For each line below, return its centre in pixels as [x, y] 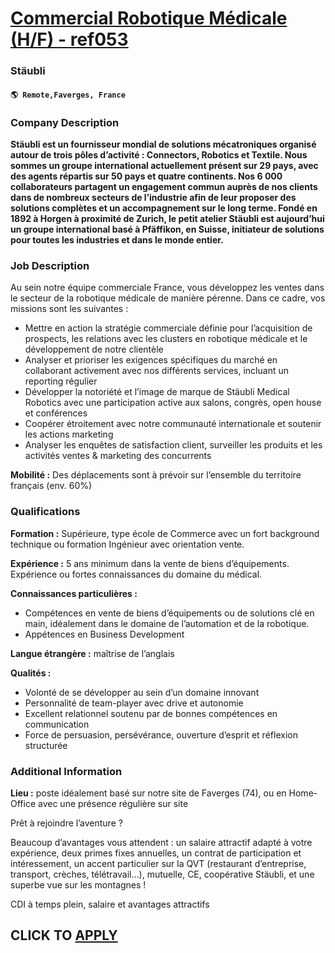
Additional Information [66, 771]
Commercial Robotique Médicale [149, 18]
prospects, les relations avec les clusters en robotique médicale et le [166, 339]
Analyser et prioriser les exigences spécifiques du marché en [151, 360]
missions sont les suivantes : [69, 309]
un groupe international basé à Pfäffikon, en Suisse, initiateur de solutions [167, 229]
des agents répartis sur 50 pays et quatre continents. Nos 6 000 [146, 176]
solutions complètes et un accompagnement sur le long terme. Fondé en [164, 208]
